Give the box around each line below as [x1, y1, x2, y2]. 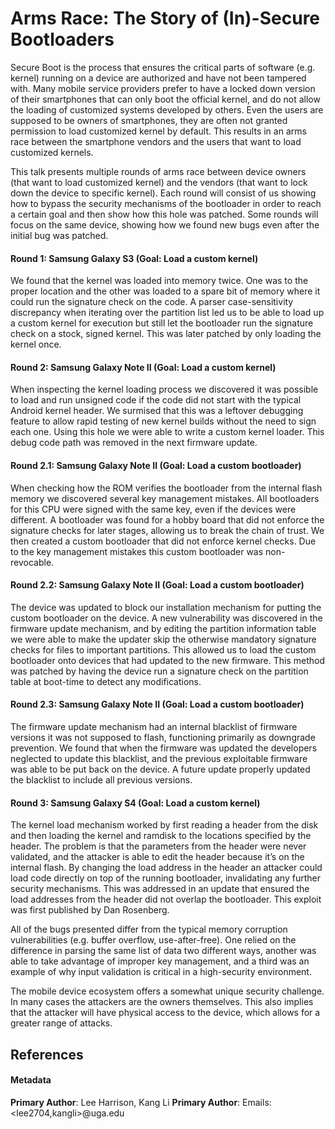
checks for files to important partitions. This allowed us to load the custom [10, 643, 317, 656]
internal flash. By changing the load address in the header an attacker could [10, 862, 323, 874]
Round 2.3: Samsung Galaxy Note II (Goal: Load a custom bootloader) [10, 698, 305, 711]
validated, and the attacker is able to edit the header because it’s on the [10, 851, 305, 863]
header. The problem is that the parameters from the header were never [10, 840, 307, 852]
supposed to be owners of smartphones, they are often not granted [10, 114, 288, 126]
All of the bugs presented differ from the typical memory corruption [10, 923, 288, 936]
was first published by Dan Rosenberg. [10, 904, 170, 916]
